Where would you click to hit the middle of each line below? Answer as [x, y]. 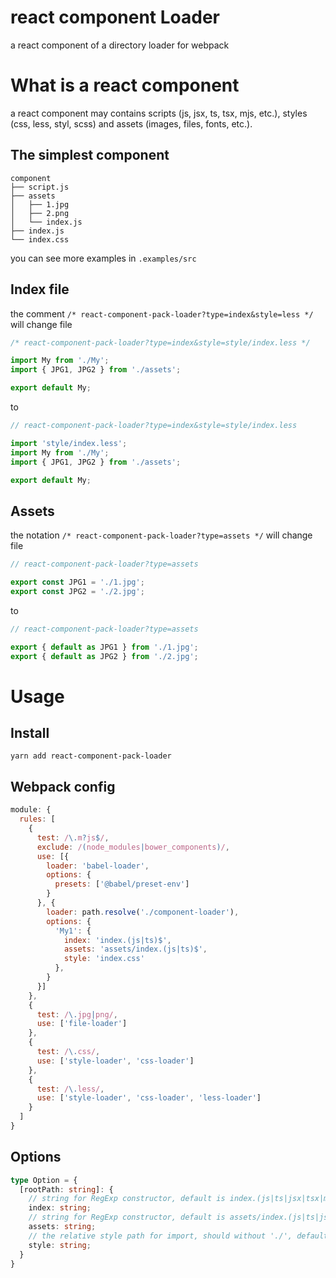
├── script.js [40, 187]
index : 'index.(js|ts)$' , [117, 940]
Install [30, 733]
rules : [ [37, 819]
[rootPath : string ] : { [66, 1189]
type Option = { [44, 1180]
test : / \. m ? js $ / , [73, 837]
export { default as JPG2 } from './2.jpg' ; [104, 656]
